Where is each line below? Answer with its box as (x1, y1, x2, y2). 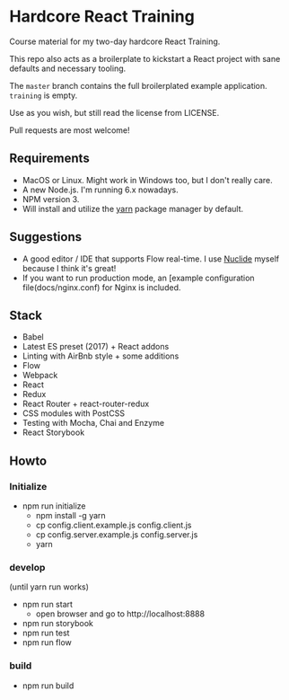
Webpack (22, 370, 58, 381)
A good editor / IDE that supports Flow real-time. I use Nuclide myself (22, 253, 280, 264)
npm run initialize (22, 501, 86, 511)
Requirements (9, 151, 90, 166)
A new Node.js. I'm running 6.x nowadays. (22, 184, 179, 195)
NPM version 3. (22, 193, 80, 204)
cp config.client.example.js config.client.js (35, 519, 192, 531)
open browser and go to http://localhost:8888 (35, 608, 205, 619)
